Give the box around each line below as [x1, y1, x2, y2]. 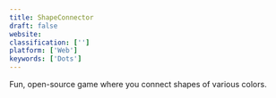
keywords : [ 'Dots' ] [9, 54, 82, 63]
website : [9, 29, 42, 38]
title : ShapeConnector [9, 12, 94, 22]
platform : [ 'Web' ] [9, 46, 78, 55]
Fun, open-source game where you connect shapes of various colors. [9, 79, 267, 89]
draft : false [9, 21, 58, 30]
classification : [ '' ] [9, 37, 91, 47]
